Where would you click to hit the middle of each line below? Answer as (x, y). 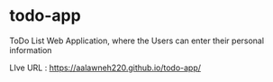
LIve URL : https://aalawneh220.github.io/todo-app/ (105, 68)
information (31, 50)
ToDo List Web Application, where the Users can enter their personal (136, 41)
